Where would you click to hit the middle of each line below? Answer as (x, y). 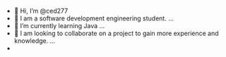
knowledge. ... (35, 41)
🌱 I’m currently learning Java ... (59, 26)
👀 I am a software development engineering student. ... (94, 18)
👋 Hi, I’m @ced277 (41, 11)
